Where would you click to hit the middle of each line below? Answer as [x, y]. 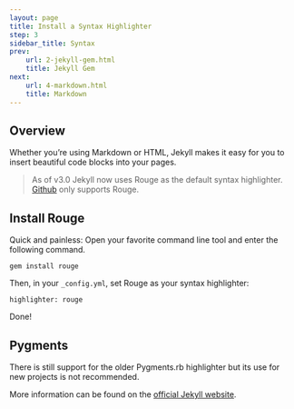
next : [20, 77]
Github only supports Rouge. [85, 190]
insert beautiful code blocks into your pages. [93, 162]
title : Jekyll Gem [60, 69]
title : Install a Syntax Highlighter [81, 26]
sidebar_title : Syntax [52, 43]
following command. [48, 250]
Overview [38, 130]
